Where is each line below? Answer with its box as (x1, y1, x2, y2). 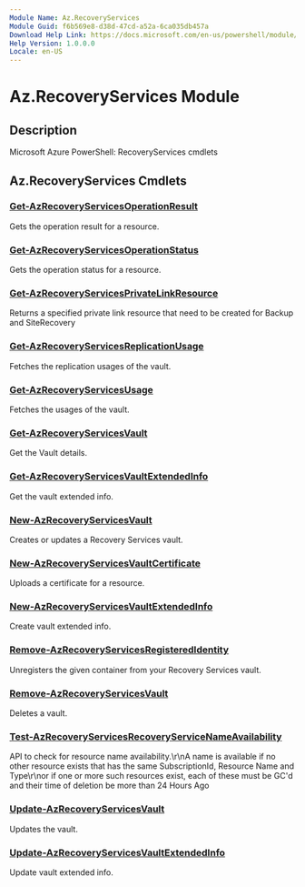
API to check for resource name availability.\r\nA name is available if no (9, 751, 276, 762)
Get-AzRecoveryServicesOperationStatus (9, 243, 200, 256)
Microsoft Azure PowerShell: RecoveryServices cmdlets (9, 146, 218, 157)
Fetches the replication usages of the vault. (9, 360, 172, 371)
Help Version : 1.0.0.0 (9, 38, 95, 48)
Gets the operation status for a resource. (9, 265, 162, 276)
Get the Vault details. (9, 448, 88, 459)
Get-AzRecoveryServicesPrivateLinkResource (9, 287, 219, 300)
